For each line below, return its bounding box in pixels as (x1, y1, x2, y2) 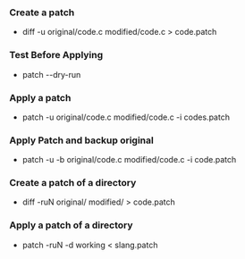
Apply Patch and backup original (9, 134, 154, 146)
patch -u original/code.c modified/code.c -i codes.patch (21, 112, 231, 122)
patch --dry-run (21, 69, 81, 79)
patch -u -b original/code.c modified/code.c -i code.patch (21, 155, 237, 165)
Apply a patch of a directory (9, 219, 133, 231)
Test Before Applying (9, 49, 104, 62)
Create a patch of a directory (9, 177, 137, 189)
